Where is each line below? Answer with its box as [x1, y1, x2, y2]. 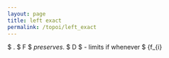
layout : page [7, 10, 46, 18]
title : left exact [7, 17, 62, 24]
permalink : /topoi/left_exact [7, 23, 97, 30]
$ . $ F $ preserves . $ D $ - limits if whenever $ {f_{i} [7, 43, 163, 52]
